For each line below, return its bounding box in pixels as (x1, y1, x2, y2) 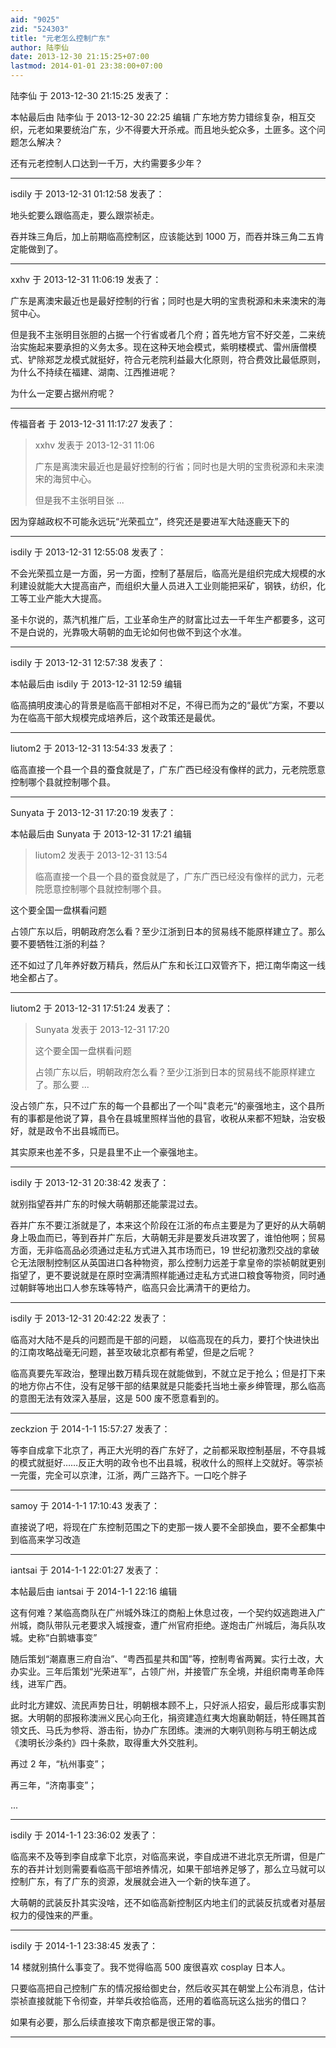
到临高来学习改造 (10, 1534, 81, 1545)
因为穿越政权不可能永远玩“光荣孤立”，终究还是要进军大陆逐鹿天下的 (10, 516, 290, 527)
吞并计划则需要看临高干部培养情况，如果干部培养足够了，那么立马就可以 (27, 1863, 326, 1875)
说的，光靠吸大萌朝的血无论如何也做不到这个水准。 (36, 626, 247, 638)
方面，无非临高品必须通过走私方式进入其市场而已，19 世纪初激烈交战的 (10, 1244, 303, 1256)
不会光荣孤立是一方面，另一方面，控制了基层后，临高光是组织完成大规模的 (10, 567, 317, 579)
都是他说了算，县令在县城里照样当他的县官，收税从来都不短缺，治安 (36, 1112, 317, 1124)
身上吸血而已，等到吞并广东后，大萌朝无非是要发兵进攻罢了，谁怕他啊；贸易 (10, 1232, 326, 1243)
